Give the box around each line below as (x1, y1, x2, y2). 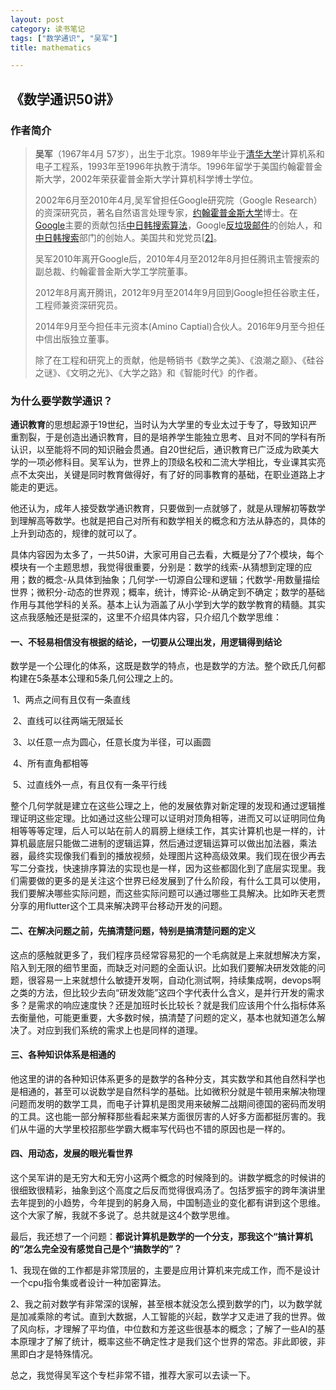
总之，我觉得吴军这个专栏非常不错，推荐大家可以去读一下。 (10, 1369, 256, 1381)
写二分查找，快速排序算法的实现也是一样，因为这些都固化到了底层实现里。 (10, 862, 317, 875)
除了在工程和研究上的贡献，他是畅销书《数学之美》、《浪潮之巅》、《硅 (34, 354, 316, 366)
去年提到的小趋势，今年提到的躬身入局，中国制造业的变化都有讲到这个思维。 (10, 1197, 326, 1209)
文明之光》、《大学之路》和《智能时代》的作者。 (69, 366, 263, 378)
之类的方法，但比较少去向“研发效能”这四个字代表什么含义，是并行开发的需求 (10, 986, 325, 998)
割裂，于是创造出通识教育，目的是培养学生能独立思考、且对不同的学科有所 (18, 431, 326, 443)
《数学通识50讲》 (10, 91, 120, 108)
